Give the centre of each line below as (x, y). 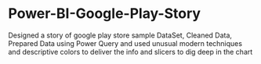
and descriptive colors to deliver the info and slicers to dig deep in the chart (130, 52)
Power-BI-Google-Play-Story (105, 14)
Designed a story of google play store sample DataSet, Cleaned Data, (120, 35)
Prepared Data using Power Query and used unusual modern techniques (125, 43)
